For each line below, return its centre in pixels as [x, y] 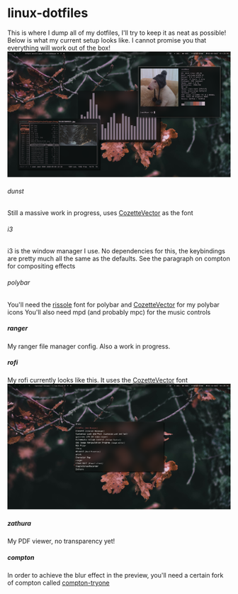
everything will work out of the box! [59, 48]
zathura [19, 524]
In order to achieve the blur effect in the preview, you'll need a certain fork [115, 576]
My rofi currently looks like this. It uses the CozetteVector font [97, 380]
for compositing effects [41, 266]
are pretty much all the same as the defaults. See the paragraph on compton [119, 259]
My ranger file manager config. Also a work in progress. [89, 346]
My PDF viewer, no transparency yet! [61, 541]
